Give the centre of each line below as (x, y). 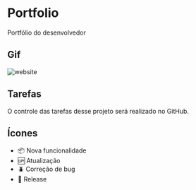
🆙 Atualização (39, 161)
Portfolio (33, 13)
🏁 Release (32, 179)
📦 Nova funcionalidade (52, 150)
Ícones (23, 133)
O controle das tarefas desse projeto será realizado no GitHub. (98, 111)
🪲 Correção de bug (46, 169)
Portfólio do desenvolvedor (47, 32)
